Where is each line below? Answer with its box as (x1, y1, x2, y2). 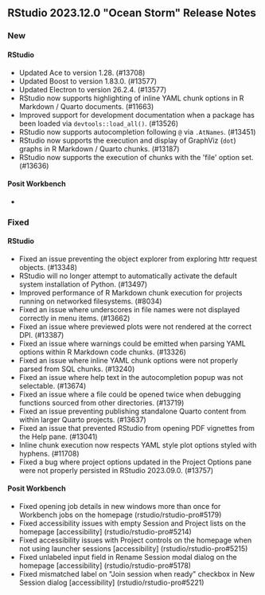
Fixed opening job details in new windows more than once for (18, 502, 221, 511)
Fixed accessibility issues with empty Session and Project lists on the (18, 519, 246, 528)
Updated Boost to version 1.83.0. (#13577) (18, 76, 157, 86)
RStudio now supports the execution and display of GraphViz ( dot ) (18, 135, 236, 145)
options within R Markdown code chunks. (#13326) (18, 346, 186, 357)
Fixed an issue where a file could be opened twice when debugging (18, 389, 242, 399)
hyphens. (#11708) (18, 448, 80, 458)
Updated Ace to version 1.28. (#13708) (18, 68, 146, 77)
